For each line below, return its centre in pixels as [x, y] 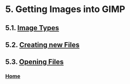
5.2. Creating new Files [42, 45]
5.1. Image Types [32, 28]
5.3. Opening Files [35, 62]
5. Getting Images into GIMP [65, 9]
